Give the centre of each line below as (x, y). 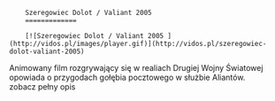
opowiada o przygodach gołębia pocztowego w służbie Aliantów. (127, 77)
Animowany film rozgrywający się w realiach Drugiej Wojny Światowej (136, 68)
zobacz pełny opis (42, 87)
